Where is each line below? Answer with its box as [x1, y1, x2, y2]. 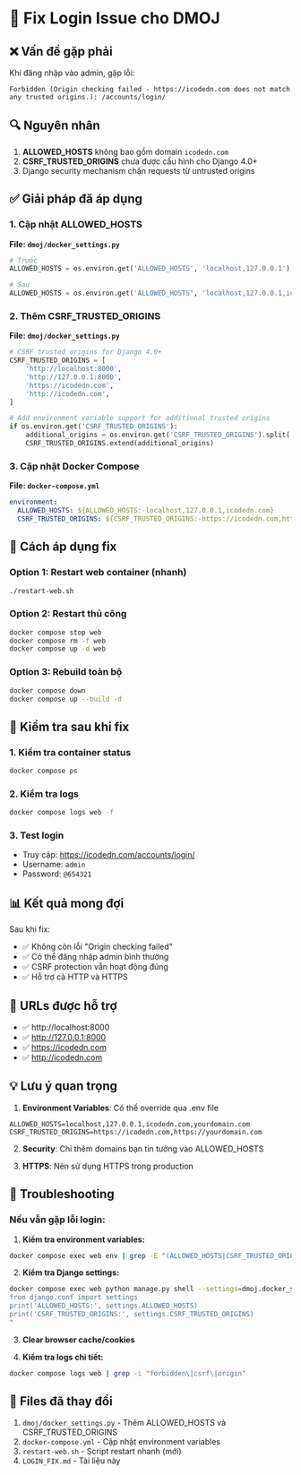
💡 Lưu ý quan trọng [9, 1079, 118, 1094]
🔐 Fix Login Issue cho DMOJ [9, 8, 221, 29]
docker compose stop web [9, 627, 102, 637]
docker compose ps [9, 766, 78, 776]
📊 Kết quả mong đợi [9, 895, 125, 910]
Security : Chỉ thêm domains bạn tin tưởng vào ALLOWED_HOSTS [21, 1143, 264, 1154]
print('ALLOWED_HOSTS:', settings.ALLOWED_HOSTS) [9, 1301, 199, 1311]
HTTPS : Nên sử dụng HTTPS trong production [21, 1160, 194, 1171]
